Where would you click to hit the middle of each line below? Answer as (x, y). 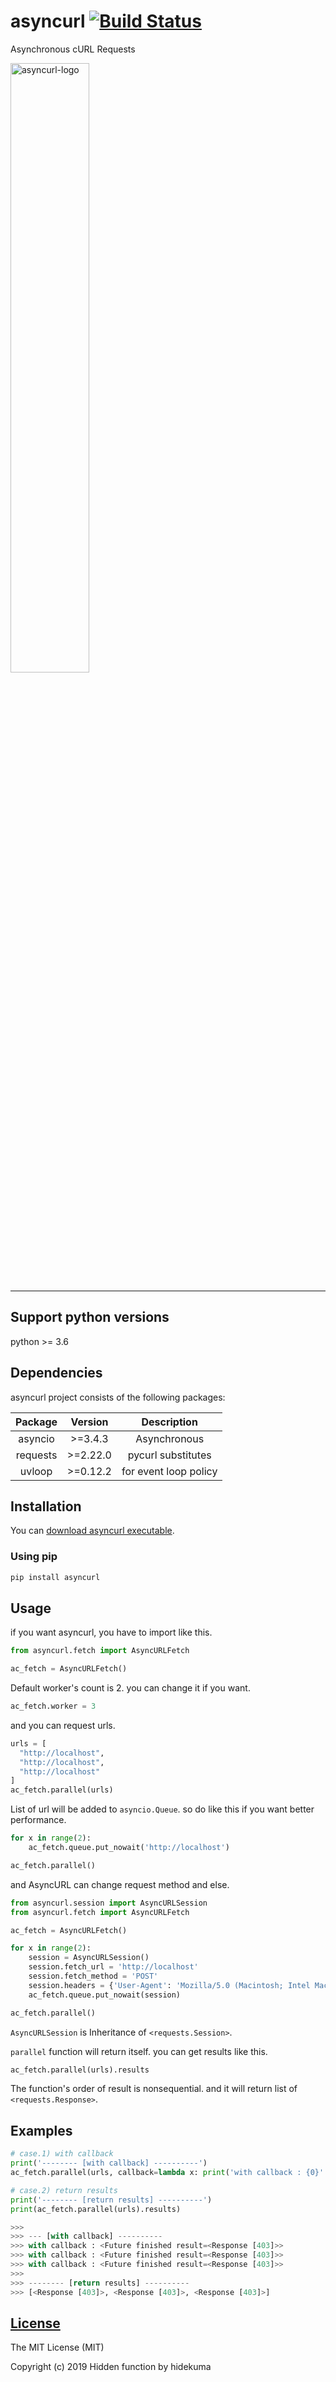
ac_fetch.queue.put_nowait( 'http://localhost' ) (129, 1848)
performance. (38, 1820)
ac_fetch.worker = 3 (53, 1706)
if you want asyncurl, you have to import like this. (111, 1632)
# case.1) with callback (62, 2154)
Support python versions (90, 1317)
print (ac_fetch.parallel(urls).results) (96, 2209)
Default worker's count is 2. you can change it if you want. (130, 1688)
